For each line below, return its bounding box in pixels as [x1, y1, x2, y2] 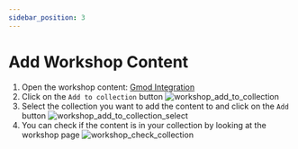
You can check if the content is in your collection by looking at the [21, 119, 266, 130]
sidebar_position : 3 [8, 13, 86, 22]
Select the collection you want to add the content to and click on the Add [21, 101, 289, 111]
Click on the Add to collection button [21, 91, 164, 101]
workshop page [21, 129, 80, 140]
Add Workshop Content [8, 51, 189, 72]
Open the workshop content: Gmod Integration [21, 82, 195, 92]
